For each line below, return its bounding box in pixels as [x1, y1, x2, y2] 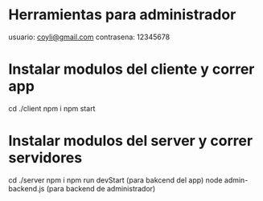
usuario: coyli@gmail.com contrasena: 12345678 [8, 32, 171, 42]
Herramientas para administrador [8, 6, 236, 24]
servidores [8, 149, 83, 167]
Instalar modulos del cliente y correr [8, 60, 255, 78]
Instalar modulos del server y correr [8, 132, 253, 150]
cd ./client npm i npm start [8, 103, 96, 113]
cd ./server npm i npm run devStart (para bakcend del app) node [8, 175, 223, 185]
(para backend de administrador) [46, 183, 156, 193]
